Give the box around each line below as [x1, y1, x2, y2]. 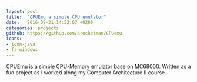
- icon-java [6, 42, 35, 47]
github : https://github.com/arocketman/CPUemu [6, 30, 122, 36]
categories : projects [6, 25, 59, 31]
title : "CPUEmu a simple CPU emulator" [6, 14, 107, 20]
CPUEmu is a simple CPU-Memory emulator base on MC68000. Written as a [6, 63, 191, 70]
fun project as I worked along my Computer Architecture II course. [6, 69, 166, 76]
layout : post [6, 8, 38, 15]
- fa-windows [6, 47, 38, 53]
